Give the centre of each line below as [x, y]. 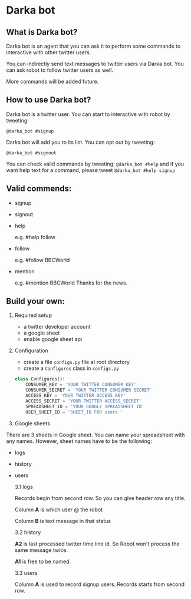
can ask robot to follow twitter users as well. [60, 70]
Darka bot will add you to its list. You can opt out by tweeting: [80, 142]
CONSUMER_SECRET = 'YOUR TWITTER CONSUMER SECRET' [89, 390]
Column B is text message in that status [62, 521]
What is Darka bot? [42, 32]
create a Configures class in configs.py [71, 368]
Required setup [33, 315]
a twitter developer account [57, 327]
